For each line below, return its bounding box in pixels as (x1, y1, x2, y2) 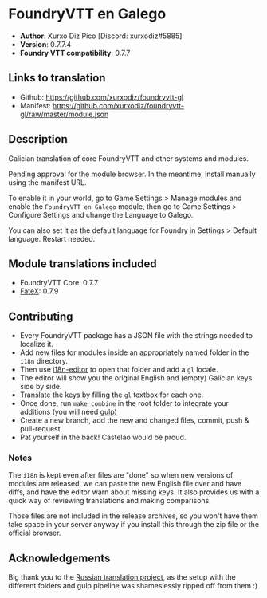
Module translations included (8, 257, 157, 270)
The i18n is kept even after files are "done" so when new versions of (8, 470, 234, 480)
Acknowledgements (8, 551, 111, 565)
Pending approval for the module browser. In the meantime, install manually (8, 169, 257, 179)
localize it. (19, 340, 53, 349)
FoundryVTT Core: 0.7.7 (19, 278, 99, 288)
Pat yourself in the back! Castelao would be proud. (19, 432, 187, 443)
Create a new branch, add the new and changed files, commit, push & (19, 415, 249, 425)
